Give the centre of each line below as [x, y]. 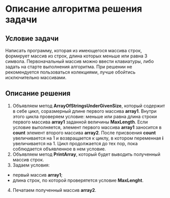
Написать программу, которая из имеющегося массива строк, [74, 51]
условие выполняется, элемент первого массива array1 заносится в [87, 127]
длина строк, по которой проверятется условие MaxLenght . [78, 180]
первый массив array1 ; [37, 175]
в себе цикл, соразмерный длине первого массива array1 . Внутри [84, 111]
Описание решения [38, 94]
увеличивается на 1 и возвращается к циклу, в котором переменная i [88, 138]
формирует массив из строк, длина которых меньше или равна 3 [76, 56]
